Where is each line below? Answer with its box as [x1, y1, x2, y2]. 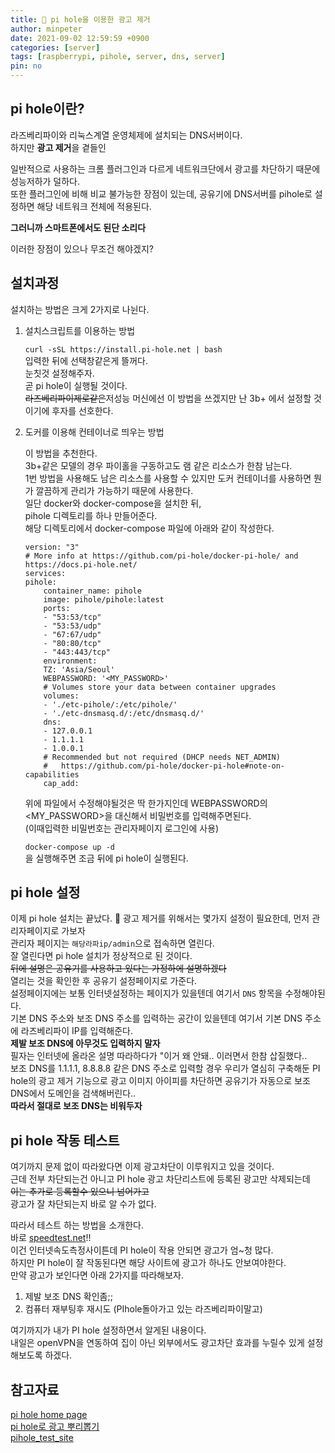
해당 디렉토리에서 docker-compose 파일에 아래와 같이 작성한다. [24, 522, 275, 534]
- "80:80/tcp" [43, 638, 102, 648]
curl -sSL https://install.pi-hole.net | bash [24, 344, 223, 355]
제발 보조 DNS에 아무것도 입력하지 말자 [10, 1037, 161, 1050]
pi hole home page [10, 1409, 88, 1421]
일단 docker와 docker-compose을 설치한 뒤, [24, 497, 202, 509]
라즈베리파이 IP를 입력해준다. [20, 1025, 133, 1037]
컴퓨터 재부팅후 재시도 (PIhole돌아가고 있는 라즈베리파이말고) [24, 1303, 263, 1315]
